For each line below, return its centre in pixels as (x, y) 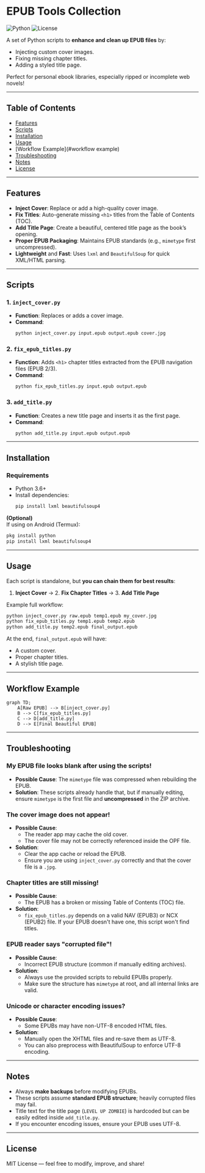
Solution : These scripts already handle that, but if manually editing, (100, 792)
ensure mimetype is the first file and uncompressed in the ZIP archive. (103, 798)
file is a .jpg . (40, 867)
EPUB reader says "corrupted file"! (59, 944)
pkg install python (31, 536)
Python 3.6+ (31, 489)
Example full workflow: (35, 605)
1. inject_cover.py (34, 302)
